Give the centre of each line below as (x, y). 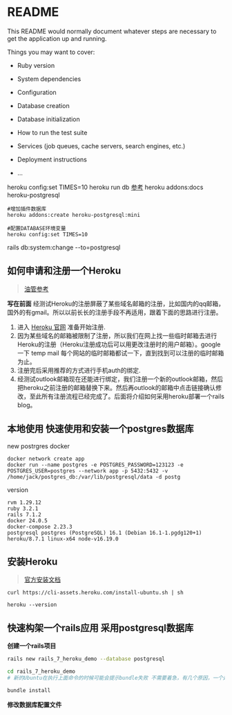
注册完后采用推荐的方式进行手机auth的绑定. (79, 370)
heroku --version (32, 605)
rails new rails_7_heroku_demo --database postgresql (86, 659)
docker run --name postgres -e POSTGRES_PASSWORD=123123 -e (96, 465)
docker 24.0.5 (28, 520)
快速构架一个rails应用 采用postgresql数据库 (100, 628)
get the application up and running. (57, 38)
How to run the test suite (52, 132)
